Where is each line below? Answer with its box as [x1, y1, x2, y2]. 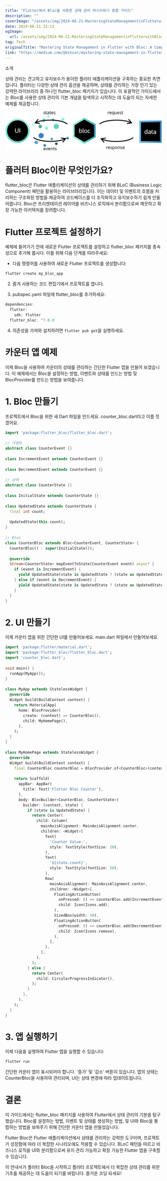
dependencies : [5, 302, 35, 307]
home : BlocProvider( [18, 708, 61, 713]
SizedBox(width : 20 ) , [54, 913, 99, 918]
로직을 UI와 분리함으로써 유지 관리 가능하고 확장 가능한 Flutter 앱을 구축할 [18, 1147, 161, 1154]
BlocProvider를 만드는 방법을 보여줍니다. [5, 376, 84, 382]
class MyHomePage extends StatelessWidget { [5, 750, 99, 755]
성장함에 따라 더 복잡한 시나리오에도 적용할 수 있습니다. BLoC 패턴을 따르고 [10, 1141, 156, 1147]
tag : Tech [5, 40, 26, 45]
